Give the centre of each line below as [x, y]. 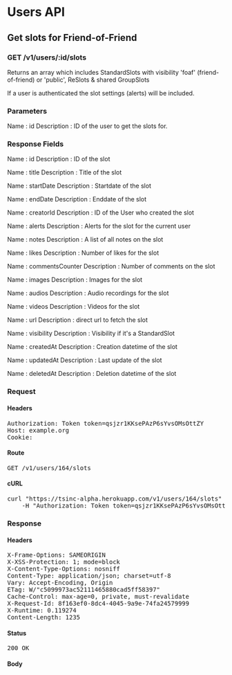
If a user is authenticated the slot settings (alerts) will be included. [101, 93]
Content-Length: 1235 [44, 618]
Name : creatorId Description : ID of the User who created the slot [101, 213]
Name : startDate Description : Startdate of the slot [79, 186]
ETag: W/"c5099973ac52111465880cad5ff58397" [84, 590]
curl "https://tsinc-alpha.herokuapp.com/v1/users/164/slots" [115, 499]
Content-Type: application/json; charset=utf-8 [89, 576]
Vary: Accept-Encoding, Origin [60, 583]
